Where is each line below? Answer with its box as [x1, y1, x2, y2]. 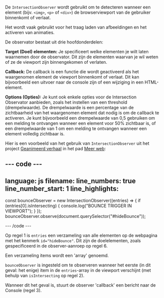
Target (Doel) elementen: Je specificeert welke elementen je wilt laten [5, 49, 149, 54]
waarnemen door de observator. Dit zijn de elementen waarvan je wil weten [5, 54, 159, 60]
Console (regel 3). [5, 288, 42, 294]
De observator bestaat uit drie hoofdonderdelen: [5, 39, 103, 45]
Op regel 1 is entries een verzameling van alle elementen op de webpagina [5, 232, 158, 239]
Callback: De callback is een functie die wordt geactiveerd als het [5, 69, 139, 75]
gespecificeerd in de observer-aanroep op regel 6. [5, 243, 108, 249]
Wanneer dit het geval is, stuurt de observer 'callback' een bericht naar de [5, 282, 156, 288]
